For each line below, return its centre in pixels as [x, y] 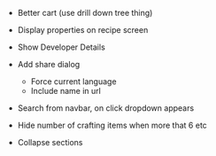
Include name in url [66, 91]
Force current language [73, 82]
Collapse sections [50, 142]
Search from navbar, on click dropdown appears [106, 108]
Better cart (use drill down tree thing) [85, 13]
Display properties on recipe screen [83, 30]
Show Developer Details [62, 47]
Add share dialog [49, 64]
